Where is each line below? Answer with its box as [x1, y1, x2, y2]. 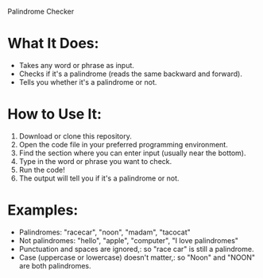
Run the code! [18, 165, 65, 174]
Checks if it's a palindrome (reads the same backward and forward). [18, 69, 243, 78]
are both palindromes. [18, 261, 92, 270]
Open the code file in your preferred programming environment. [18, 139, 228, 149]
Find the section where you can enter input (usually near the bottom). [18, 148, 246, 158]
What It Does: [7, 35, 99, 52]
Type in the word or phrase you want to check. [18, 156, 172, 166]
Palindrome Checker [7, 7, 75, 16]
